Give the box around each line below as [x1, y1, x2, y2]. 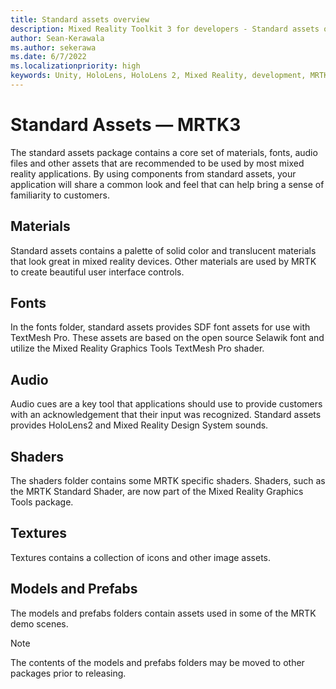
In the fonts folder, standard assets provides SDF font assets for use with [10, 321, 311, 333]
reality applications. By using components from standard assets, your [10, 167, 297, 180]
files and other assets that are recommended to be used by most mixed [10, 157, 305, 169]
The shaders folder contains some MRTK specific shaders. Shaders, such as [10, 475, 326, 487]
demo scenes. [10, 617, 69, 630]
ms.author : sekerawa [10, 42, 97, 53]
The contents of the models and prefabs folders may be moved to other [10, 656, 305, 668]
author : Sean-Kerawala [10, 33, 105, 43]
